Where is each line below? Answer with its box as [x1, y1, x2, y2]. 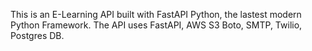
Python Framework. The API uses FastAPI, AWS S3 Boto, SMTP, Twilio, [10, 19, 303, 31]
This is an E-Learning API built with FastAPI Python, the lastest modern [10, 9, 302, 20]
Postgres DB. [10, 30, 65, 41]
